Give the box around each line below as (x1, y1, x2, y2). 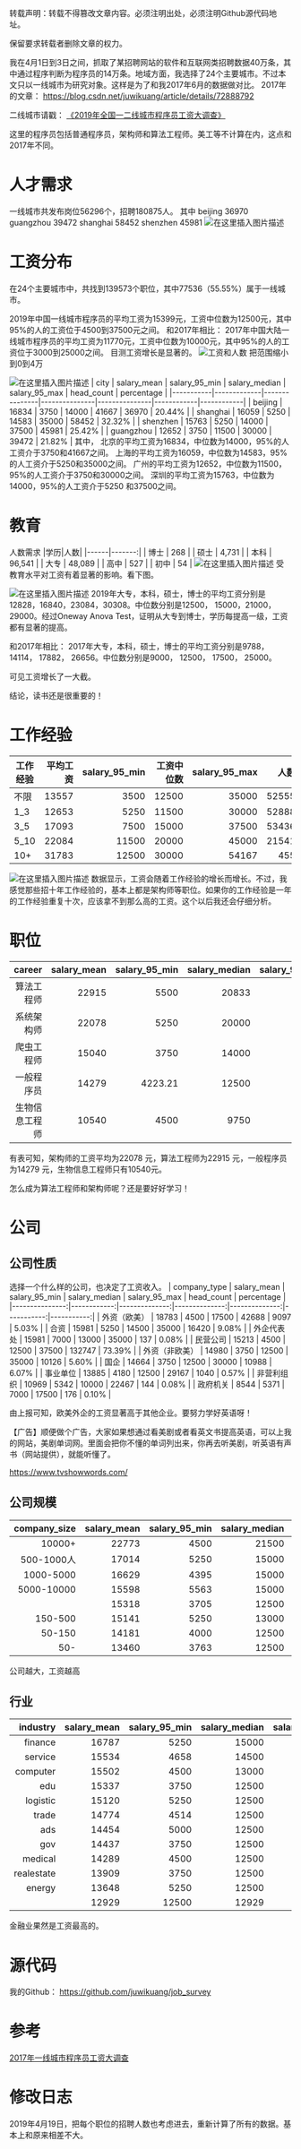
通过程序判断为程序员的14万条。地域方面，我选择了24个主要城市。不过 (16, 68, 279, 79)
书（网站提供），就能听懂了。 (9, 1448, 116, 1459)
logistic (25, 1794, 56, 1807)
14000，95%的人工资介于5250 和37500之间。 (9, 480, 182, 491)
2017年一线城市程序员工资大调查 (9, 2052, 129, 2063)
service (24, 1750, 56, 1763)
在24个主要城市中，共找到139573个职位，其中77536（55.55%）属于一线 (9, 283, 279, 294)
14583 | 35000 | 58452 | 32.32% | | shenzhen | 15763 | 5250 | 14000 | (9, 416, 269, 426)
